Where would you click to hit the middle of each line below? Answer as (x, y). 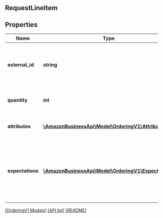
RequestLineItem (31, 8)
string (50, 65)
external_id (21, 65)
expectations (23, 171)
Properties (21, 25)
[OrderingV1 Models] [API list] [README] (46, 210)
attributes (19, 126)
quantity (17, 100)
